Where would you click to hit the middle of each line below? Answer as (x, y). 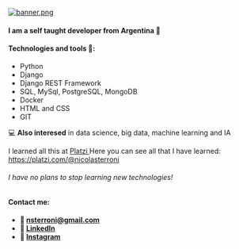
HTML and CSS (45, 108)
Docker (32, 100)
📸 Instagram (40, 236)
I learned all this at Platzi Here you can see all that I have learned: (115, 151)
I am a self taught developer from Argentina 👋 (84, 30)
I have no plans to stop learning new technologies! (91, 178)
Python (31, 66)
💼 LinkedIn (37, 228)
